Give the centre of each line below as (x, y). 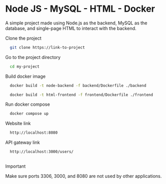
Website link (18, 124)
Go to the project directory (33, 57)
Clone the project (23, 38)
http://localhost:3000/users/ (42, 152)
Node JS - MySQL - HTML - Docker (80, 9)
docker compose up (29, 114)
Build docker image (25, 76)
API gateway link (23, 142)
